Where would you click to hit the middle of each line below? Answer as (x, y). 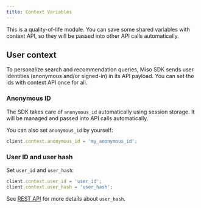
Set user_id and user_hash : (40, 170)
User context (31, 55)
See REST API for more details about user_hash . (66, 198)
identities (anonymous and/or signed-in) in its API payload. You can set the (100, 76)
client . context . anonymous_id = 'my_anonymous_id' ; (72, 141)
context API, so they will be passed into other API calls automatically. (93, 36)
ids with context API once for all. (47, 82)
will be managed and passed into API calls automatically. (77, 118)
